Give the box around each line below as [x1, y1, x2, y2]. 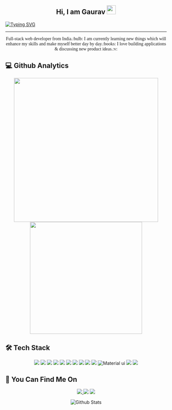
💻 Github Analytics [5, 61, 69, 70]
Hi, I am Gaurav [56, 8, 106, 16]
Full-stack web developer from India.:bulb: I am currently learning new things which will [6, 36, 166, 41]
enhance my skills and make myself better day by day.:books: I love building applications [6, 41, 166, 47]
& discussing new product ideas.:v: [54, 46, 118, 52]
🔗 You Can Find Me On [5, 375, 78, 384]
